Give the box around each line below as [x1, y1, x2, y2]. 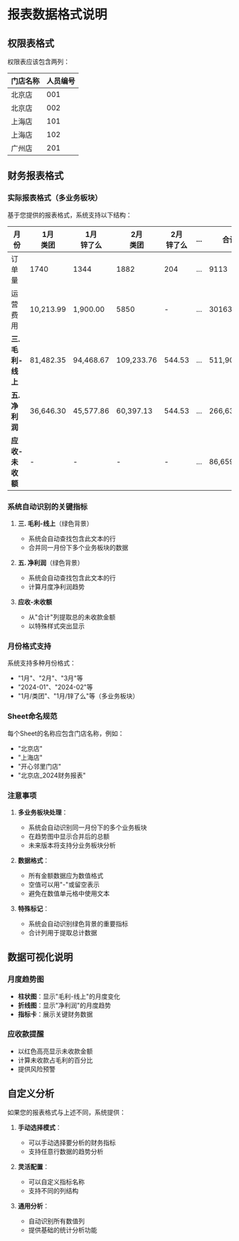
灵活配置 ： [17, 1162, 50, 1170]
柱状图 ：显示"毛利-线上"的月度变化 [17, 992, 121, 1001]
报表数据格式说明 [7, 6, 108, 23]
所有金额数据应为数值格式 [28, 871, 104, 879]
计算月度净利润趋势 [28, 582, 85, 591]
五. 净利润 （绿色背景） [17, 558, 84, 567]
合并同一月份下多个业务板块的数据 [28, 543, 129, 551]
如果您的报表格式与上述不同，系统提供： [7, 1108, 126, 1116]
